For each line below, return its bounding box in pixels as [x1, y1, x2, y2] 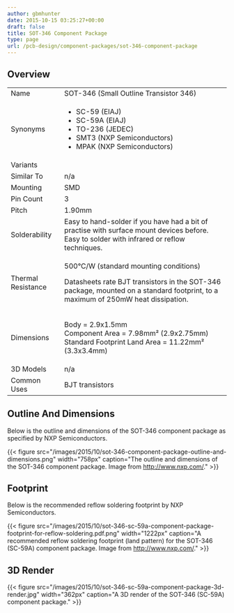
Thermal [10, 273, 38, 283]
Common [10, 375, 41, 385]
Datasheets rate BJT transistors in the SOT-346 [63, 276, 221, 286]
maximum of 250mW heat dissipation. [63, 294, 189, 304]
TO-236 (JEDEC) [76, 124, 134, 133]
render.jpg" [7, 591, 40, 599]
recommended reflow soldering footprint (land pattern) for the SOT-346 [7, 537, 213, 545]
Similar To [10, 171, 43, 181]
